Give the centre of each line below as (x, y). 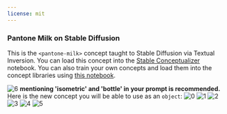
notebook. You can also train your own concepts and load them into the (110, 67)
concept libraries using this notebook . (62, 75)
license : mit (26, 14)
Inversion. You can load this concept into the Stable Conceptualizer (104, 60)
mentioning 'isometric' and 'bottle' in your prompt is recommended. (120, 88)
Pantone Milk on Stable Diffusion (64, 38)
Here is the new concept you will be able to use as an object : (95, 96)
